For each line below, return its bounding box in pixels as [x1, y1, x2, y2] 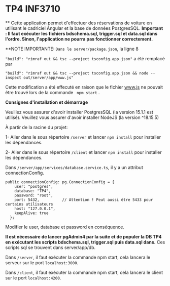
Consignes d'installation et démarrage [5, 99, 88, 105]
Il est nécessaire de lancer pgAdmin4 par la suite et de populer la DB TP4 [5, 233, 162, 239]
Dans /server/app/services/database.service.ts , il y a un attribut [5, 164, 143, 170]
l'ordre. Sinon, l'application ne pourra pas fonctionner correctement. [5, 36, 153, 42]
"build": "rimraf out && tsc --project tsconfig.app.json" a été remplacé [5, 55, 165, 61]
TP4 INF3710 [5, 3, 61, 15]
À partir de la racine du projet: [5, 124, 68, 130]
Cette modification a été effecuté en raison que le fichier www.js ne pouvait [5, 84, 163, 90]
